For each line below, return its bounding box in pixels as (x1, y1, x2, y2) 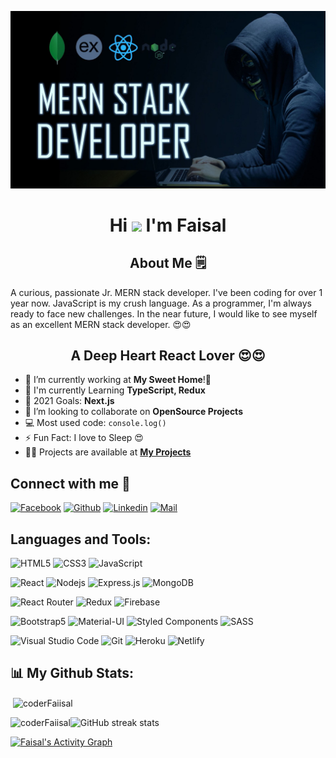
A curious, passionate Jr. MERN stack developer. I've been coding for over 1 (10, 286, 323, 298)
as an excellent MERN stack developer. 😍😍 (10, 318, 192, 330)
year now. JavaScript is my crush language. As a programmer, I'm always (10, 297, 312, 309)
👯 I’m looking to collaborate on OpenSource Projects (24, 406, 243, 418)
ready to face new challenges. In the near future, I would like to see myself (10, 307, 318, 320)
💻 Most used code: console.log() (24, 417, 167, 429)
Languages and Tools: (10, 531, 152, 548)
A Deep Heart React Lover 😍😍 (70, 347, 266, 364)
